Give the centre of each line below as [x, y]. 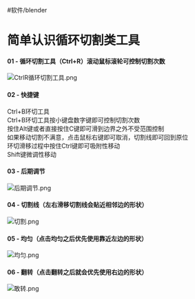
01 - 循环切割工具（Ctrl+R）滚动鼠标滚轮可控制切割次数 [86, 61]
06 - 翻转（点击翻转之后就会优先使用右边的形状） [78, 272]
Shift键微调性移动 [32, 154]
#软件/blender [27, 10]
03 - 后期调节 [26, 171]
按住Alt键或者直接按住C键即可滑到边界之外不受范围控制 [86, 129]
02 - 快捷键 [23, 94]
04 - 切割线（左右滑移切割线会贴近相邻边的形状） [78, 205]
